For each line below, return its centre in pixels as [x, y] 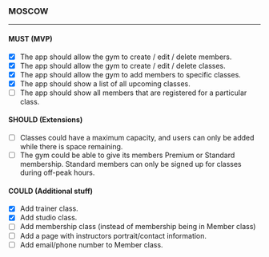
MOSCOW [28, 11]
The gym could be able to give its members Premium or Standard [127, 155]
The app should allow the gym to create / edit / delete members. [126, 57]
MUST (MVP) [31, 38]
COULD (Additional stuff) [51, 191]
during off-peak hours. [57, 172]
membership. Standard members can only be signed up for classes [130, 164]
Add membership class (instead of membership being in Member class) [138, 227]
